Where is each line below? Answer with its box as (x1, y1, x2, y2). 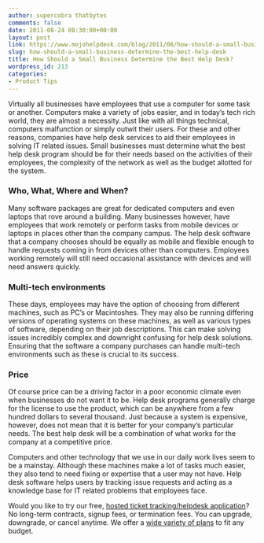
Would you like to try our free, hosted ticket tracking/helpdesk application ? (8, 501, 250, 511)
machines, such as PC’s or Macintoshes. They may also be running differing (8, 308, 254, 317)
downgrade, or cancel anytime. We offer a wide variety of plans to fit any (8, 518, 245, 527)
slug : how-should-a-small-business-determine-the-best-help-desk (8, 48, 226, 56)
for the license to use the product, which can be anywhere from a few (8, 404, 234, 413)
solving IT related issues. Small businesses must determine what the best (8, 141, 246, 150)
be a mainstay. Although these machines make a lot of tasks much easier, (8, 461, 246, 471)
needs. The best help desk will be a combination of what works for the (8, 429, 236, 438)
